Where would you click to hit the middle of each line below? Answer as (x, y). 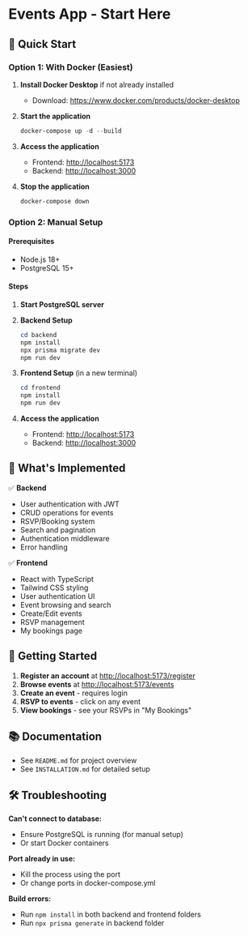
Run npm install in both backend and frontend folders (111, 915)
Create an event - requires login (74, 693)
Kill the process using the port (70, 874)
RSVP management (52, 622)
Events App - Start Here (90, 14)
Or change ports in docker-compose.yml (88, 883)
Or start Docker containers (64, 843)
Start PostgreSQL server (62, 304)
